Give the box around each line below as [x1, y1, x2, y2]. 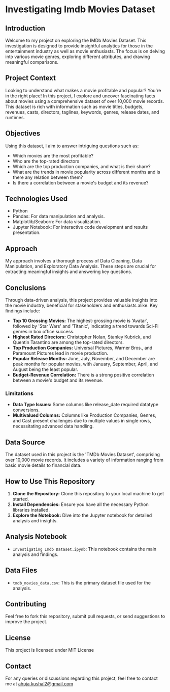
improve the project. [5, 619, 48, 625]
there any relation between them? [12, 174, 83, 180]
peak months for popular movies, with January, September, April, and [12, 361, 158, 367]
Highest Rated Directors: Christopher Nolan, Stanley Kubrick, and [12, 334, 151, 340]
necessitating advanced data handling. [12, 423, 94, 429]
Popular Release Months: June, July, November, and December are [12, 356, 155, 362]
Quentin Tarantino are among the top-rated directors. [12, 339, 124, 345]
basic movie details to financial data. [5, 462, 82, 468]
